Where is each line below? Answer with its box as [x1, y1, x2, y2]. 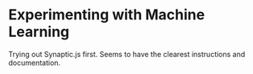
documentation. [8, 58, 61, 68]
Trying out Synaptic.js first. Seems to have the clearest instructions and [8, 49, 246, 59]
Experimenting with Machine [8, 6, 205, 24]
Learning [8, 23, 70, 41]
